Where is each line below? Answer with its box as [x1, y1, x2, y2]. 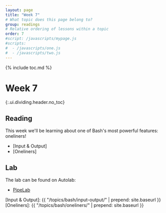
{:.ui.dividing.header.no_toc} [5, 99, 65, 105]
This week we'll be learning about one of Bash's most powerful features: [5, 127, 158, 134]
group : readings [5, 22, 40, 27]
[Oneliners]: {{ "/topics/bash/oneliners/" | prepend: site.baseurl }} [5, 202, 144, 208]
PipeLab [12, 187, 31, 193]
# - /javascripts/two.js [5, 50, 60, 55]
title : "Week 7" [5, 12, 40, 17]
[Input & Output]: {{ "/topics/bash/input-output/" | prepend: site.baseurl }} [5, 197, 161, 203]
